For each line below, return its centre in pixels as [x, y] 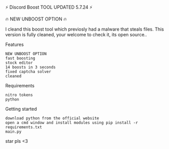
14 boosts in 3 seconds [31, 67]
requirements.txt [24, 127]
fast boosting [20, 58]
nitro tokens [19, 95]
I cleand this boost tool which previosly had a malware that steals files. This [85, 29]
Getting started [21, 109]
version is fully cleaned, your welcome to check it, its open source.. [76, 34]
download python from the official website [52, 118]
